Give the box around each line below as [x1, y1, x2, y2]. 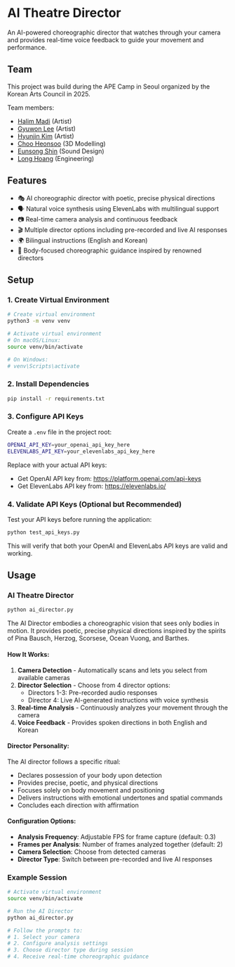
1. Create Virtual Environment [7, 295, 110, 305]
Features [7, 174, 47, 187]
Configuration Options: [7, 817, 76, 826]
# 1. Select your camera [7, 933, 80, 940]
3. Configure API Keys [7, 411, 84, 421]
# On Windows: [7, 356, 49, 363]
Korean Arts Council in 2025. [7, 89, 90, 98]
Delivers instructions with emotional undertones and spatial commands [17, 793, 223, 802]
